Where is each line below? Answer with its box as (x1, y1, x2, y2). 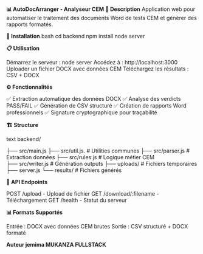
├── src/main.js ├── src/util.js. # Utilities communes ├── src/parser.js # (6, 147, 190, 154)
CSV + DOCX (6, 72, 40, 78)
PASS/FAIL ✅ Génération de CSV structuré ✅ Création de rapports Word (6, 102, 187, 109)
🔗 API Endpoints (6, 179, 48, 185)
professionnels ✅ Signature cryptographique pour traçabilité (6, 109, 157, 116)
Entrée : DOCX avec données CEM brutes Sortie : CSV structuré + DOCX (6, 223, 188, 230)
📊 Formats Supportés (6, 209, 63, 216)
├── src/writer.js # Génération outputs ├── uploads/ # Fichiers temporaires (6, 160, 198, 167)
